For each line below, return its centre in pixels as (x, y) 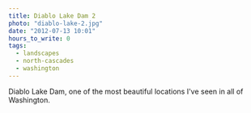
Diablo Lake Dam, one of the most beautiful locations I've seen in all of (126, 91)
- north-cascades (45, 61)
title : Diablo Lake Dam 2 (52, 16)
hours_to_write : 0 (39, 38)
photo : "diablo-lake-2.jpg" (56, 23)
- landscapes (38, 53)
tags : (17, 46)
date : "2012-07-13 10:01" (52, 31)
